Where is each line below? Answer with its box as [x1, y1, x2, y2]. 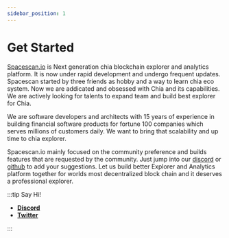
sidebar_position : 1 [7, 10, 67, 17]
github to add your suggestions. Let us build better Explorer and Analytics [7, 162, 215, 171]
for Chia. [7, 99, 32, 107]
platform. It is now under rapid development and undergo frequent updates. [7, 69, 221, 78]
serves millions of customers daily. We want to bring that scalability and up [7, 127, 219, 135]
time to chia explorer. [7, 134, 67, 142]
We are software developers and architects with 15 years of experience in [7, 112, 215, 120]
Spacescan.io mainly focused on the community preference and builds [7, 147, 207, 155]
